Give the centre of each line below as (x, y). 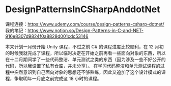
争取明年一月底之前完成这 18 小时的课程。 (58, 78)
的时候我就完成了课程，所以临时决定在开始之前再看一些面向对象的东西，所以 (85, 53)
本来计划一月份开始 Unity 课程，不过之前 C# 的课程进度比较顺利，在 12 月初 (84, 46)
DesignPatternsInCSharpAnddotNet (83, 9)
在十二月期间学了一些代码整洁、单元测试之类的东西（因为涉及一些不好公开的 (85, 59)
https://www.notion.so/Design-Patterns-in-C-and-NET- (86, 30)
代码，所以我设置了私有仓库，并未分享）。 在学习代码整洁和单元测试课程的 (83, 66)
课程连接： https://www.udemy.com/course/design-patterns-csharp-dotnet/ (85, 24)
